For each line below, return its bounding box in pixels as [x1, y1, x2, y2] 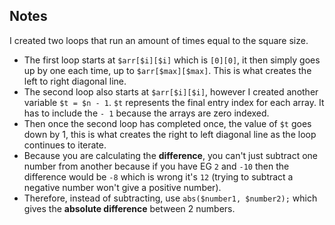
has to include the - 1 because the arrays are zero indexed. [23, 107, 270, 119]
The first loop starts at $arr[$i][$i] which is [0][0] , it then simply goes [23, 54, 321, 66]
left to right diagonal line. [23, 75, 127, 87]
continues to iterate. [23, 139, 107, 151]
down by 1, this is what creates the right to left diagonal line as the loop [23, 128, 317, 140]
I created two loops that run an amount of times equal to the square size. [9, 34, 309, 46]
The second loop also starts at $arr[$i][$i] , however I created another [23, 85, 319, 98]
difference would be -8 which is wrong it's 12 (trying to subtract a [23, 170, 294, 183]
